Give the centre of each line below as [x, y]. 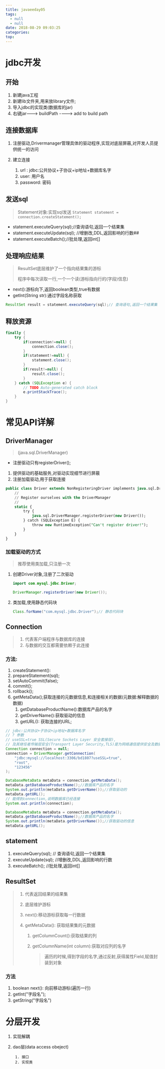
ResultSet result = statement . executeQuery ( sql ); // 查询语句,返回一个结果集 [82, 305]
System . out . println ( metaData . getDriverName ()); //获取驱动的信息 [70, 821]
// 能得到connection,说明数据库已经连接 [43, 799]
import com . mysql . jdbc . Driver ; [45, 583]
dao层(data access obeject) [41, 1046]
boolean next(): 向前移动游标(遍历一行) [52, 988]
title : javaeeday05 [25, 10]
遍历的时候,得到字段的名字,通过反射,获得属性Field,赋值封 [101, 956]
